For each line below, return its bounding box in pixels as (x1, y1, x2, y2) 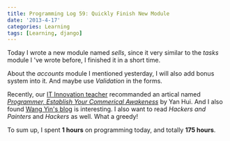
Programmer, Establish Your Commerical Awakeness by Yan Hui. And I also (7, 98, 223, 106)
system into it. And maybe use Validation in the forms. (7, 77, 162, 85)
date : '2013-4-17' (7, 17, 61, 24)
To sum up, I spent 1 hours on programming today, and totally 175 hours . (7, 126, 216, 134)
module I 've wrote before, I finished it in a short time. (7, 56, 161, 65)
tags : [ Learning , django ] (7, 29, 82, 37)
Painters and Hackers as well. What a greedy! (7, 113, 138, 121)
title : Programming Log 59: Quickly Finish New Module (7, 10, 170, 17)
